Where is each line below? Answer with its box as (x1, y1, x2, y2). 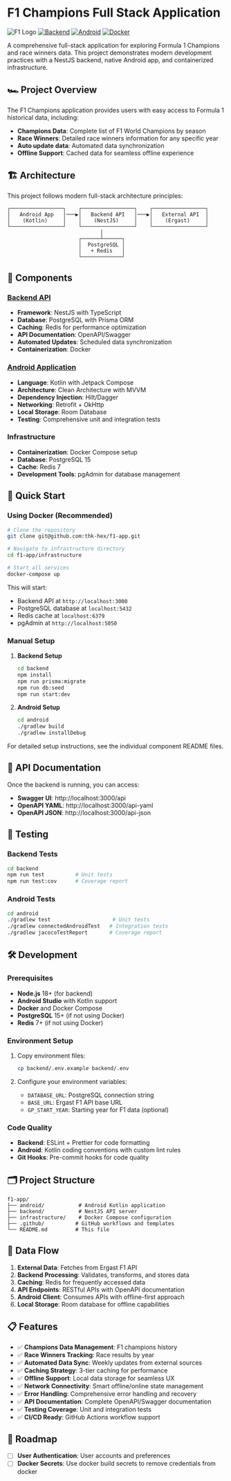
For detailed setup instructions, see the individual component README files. (7, 742, 224, 751)
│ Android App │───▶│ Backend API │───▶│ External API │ (7, 211, 209, 218)
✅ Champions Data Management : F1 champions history (17, 1343, 178, 1351)
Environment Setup (7, 1036, 74, 1045)
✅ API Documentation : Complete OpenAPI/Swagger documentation (17, 1397, 212, 1406)
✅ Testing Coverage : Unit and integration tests (17, 1405, 152, 1413)
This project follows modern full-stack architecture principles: (7, 192, 183, 200)
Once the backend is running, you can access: (7, 780, 140, 789)
